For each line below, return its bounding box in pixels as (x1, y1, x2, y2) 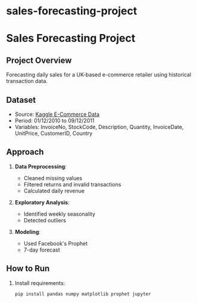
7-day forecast (23, 246, 61, 253)
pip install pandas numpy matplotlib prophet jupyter (14, 291, 151, 297)
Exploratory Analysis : (14, 198, 70, 206)
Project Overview (6, 55, 72, 65)
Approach (6, 147, 44, 157)
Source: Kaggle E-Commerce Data (14, 111, 100, 118)
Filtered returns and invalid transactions (23, 180, 121, 188)
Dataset (6, 94, 36, 105)
